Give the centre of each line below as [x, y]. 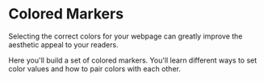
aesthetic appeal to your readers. [63, 44]
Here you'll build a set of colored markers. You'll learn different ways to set [133, 60]
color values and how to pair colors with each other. [95, 68]
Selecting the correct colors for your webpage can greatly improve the [126, 36]
